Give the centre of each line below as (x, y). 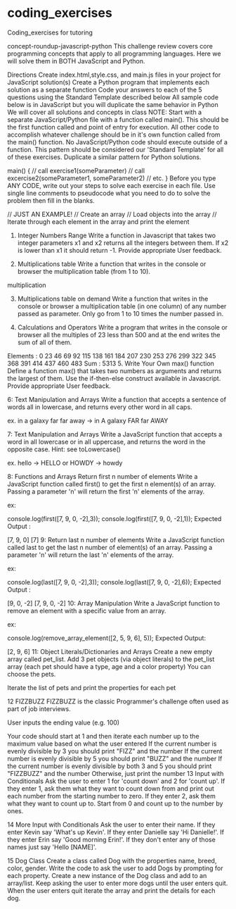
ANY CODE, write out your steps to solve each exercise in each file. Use (111, 185)
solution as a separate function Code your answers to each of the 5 (105, 89)
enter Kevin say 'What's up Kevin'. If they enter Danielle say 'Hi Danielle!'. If (116, 832)
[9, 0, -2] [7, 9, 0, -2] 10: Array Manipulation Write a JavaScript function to (113, 603)
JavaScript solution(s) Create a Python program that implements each (108, 82)
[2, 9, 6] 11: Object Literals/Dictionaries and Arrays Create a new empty (110, 651)
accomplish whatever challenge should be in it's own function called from (114, 134)
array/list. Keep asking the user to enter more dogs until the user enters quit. (118, 883)
